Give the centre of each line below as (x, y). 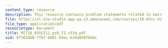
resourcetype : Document (30, 28)
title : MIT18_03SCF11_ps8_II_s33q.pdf (45, 33)
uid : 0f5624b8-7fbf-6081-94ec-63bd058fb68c (51, 38)
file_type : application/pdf (34, 24)
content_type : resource (30, 10)
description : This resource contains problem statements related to (78, 14)
